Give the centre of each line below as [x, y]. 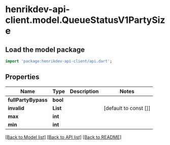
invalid [16, 108]
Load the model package [45, 49]
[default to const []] [127, 108]
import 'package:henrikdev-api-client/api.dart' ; [59, 61]
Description [84, 91]
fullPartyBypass [28, 100]
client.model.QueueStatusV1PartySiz [85, 20]
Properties [22, 77]
